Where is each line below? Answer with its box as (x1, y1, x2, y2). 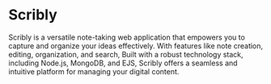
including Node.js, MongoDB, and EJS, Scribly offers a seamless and (8, 58, 238, 68)
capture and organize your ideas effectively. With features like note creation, (8, 40, 264, 50)
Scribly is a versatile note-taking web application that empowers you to (8, 32, 245, 42)
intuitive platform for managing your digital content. (8, 66, 180, 76)
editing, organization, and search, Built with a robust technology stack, (8, 49, 244, 59)
